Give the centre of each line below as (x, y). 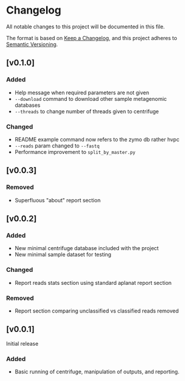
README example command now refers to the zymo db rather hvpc (97, 139)
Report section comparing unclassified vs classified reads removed (97, 311)
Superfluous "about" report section (58, 200)
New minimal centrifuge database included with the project (87, 248)
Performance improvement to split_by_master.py (75, 152)
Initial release (22, 343)
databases (27, 105)
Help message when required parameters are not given (82, 93)
